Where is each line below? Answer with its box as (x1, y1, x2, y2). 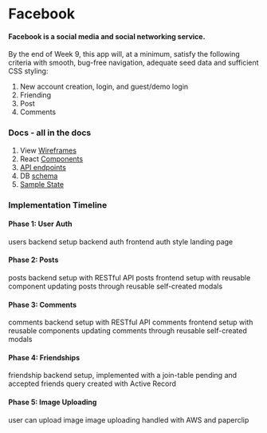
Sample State (19, 179, 65, 189)
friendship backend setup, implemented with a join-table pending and (8, 371, 238, 380)
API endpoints (19, 162, 66, 172)
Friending (19, 90, 52, 100)
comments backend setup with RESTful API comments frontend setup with (8, 317, 253, 328)
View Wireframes (19, 145, 77, 155)
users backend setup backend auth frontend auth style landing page (8, 236, 234, 246)
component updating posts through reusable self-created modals (8, 281, 223, 292)
